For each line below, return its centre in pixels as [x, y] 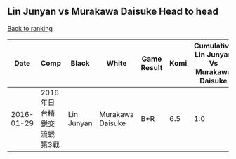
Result [152, 67]
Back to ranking [30, 28]
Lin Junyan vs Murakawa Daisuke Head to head [113, 12]
